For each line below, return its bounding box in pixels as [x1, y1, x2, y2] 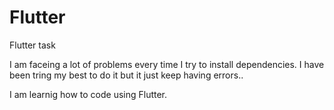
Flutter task [9, 39, 56, 51]
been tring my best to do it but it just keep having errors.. [9, 69, 244, 81]
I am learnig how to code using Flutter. [9, 88, 168, 100]
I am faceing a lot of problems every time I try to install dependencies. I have [9, 58, 325, 70]
